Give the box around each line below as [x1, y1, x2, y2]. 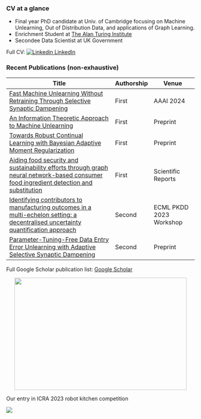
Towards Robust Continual [9, 131, 84, 139]
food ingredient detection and [9, 178, 93, 186]
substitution [9, 186, 43, 194]
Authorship [115, 79, 148, 88]
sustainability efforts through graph [9, 163, 109, 171]
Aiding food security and [9, 156, 79, 164]
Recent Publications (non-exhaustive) [6, 64, 119, 72]
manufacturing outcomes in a [9, 203, 92, 211]
